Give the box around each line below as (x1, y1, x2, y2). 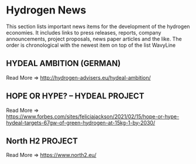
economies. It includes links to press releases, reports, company (6, 29, 161, 36)
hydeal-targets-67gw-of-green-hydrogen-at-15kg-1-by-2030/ (6, 119, 156, 126)
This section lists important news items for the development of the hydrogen (6, 23, 190, 30)
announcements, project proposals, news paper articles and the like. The (6, 35, 183, 42)
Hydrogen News (6, 4, 87, 17)
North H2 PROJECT (6, 136, 78, 146)
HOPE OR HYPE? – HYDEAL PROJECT (6, 91, 145, 101)
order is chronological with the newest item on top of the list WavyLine (6, 42, 176, 49)
